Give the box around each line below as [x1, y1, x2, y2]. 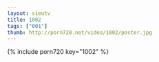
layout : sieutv [7, 10, 51, 17]
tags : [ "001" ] [7, 22, 48, 29]
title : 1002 [7, 16, 41, 23]
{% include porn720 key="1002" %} [7, 48, 109, 56]
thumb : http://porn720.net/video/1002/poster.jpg [7, 29, 153, 36]
